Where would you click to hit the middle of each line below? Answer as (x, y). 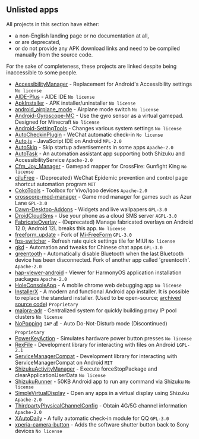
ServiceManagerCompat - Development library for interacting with (96, 356)
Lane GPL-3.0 (31, 203)
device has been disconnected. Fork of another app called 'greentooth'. (102, 260)
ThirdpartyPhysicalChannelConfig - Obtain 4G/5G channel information (101, 405)
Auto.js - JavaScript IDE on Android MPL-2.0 (68, 141)
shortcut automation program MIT (55, 184)
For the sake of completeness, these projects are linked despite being (91, 66)
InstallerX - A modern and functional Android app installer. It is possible (102, 291)
